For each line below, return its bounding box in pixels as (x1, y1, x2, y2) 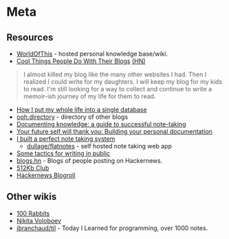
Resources (6, 32, 54, 43)
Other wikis (6, 191, 57, 203)
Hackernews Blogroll (16, 171, 76, 179)
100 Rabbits (16, 209, 50, 217)
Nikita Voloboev (16, 216, 62, 225)
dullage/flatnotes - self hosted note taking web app (26, 142, 173, 150)
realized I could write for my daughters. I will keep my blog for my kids (23, 78, 223, 86)
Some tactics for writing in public (16, 149, 111, 157)
